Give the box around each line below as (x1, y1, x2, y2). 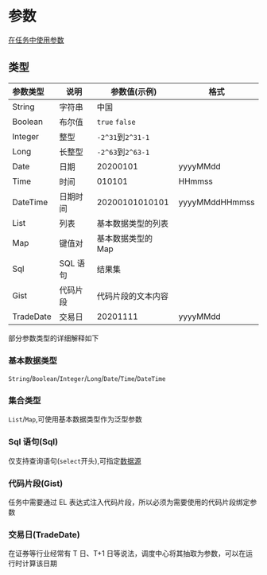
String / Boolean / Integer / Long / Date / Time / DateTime (8, 374, 166, 383)
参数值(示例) (110, 86, 157, 97)
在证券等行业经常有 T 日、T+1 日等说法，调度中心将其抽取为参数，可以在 (8, 549, 246, 558)
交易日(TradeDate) (8, 529, 81, 540)
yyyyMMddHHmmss (178, 196, 255, 208)
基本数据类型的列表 (96, 218, 169, 229)
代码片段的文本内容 (96, 290, 169, 301)
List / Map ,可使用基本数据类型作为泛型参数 (8, 414, 143, 424)
